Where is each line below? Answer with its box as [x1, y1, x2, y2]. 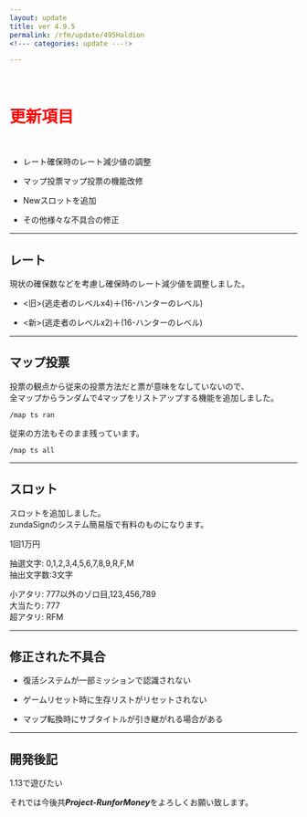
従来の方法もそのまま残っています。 [9, 427, 144, 438]
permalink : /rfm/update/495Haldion [9, 30, 145, 39]
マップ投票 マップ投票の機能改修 [22, 175, 143, 187]
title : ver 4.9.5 [9, 22, 76, 31]
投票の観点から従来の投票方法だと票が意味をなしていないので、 [9, 381, 249, 392]
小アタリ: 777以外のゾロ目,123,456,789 [9, 588, 157, 599]
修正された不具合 [9, 649, 106, 665]
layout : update [9, 13, 68, 23]
